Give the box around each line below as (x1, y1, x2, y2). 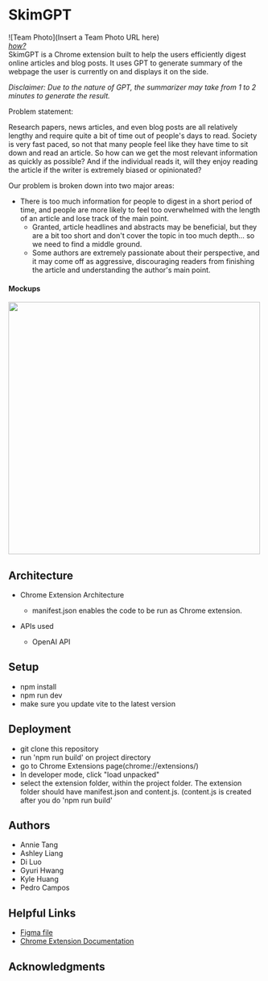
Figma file (19, 928, 54, 937)
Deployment (8, 723, 72, 736)
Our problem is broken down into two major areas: (8, 180, 175, 191)
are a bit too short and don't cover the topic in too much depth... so (31, 230, 255, 240)
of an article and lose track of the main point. (19, 213, 169, 223)
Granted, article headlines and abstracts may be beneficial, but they (31, 222, 258, 232)
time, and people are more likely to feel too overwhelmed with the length (19, 204, 261, 215)
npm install (19, 681, 57, 691)
